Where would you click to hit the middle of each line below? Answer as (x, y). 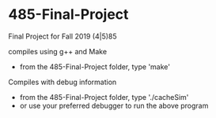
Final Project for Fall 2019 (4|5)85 (63, 36)
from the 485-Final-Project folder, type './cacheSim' (104, 97)
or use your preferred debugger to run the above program (114, 105)
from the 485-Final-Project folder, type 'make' (95, 66)
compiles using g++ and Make (58, 51)
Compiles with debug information (63, 82)
